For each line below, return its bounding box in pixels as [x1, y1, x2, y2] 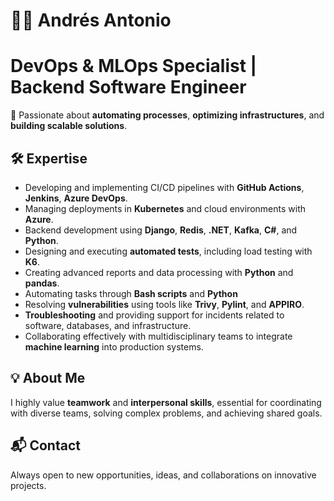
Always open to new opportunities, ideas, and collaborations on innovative [10, 469, 317, 481]
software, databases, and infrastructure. [24, 319, 192, 331]
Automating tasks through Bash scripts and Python [24, 287, 238, 299]
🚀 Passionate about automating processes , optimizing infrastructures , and [10, 109, 325, 121]
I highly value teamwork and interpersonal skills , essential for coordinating [10, 396, 322, 408]
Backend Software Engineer [10, 76, 247, 99]
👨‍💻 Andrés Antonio [10, 9, 172, 32]
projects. [10, 479, 47, 491]
